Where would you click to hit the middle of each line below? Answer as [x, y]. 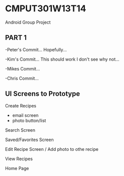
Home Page [17, 168]
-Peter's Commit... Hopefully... [36, 49]
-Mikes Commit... [23, 69]
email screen [25, 115]
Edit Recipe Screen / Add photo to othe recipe [52, 149]
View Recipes [19, 159]
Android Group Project [28, 22]
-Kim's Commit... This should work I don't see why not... [62, 59]
